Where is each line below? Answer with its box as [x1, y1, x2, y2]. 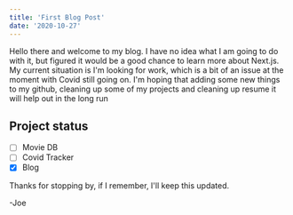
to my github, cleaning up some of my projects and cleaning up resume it [9, 84, 277, 94]
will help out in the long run [9, 92, 109, 103]
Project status [9, 118, 89, 133]
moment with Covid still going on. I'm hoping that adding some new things [9, 74, 281, 84]
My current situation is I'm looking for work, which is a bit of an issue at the [9, 64, 284, 76]
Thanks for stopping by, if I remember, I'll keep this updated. [9, 179, 230, 191]
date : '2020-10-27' [9, 21, 82, 30]
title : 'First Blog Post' [9, 12, 105, 22]
